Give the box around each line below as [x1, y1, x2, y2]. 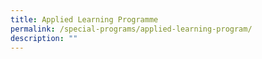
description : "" [10, 33, 78, 43]
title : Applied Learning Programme [10, 14, 159, 25]
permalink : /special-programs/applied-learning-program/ [10, 24, 253, 34]
